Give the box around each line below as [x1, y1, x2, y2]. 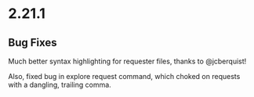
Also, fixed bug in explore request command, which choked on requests [8, 72, 241, 81]
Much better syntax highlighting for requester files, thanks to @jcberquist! [8, 56, 247, 66]
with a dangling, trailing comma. [8, 80, 111, 89]
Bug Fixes [8, 36, 57, 49]
